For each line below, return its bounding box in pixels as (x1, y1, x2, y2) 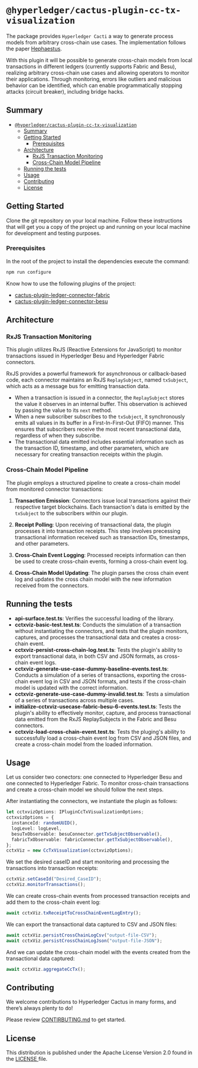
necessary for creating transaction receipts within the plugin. (14, 451, 164, 458)
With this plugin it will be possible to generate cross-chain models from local (6, 56, 193, 63)
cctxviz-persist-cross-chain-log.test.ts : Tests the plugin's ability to (14, 646, 183, 653)
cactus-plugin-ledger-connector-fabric (14, 291, 111, 298)
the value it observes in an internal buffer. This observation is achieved (14, 401, 187, 408)
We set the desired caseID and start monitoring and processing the (6, 858, 170, 865)
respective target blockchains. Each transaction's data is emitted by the (14, 503, 189, 510)
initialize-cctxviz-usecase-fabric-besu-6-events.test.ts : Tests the (14, 703, 181, 710)
